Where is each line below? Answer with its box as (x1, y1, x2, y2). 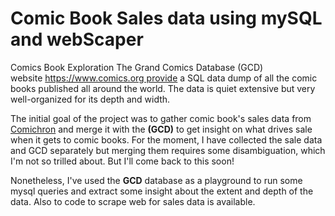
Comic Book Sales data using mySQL (10, 7, 323, 30)
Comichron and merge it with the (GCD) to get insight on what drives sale (10, 123, 313, 135)
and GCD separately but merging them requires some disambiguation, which (10, 144, 326, 156)
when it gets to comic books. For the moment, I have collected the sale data (10, 133, 323, 146)
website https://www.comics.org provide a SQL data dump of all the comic (10, 72, 318, 84)
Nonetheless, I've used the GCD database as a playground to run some (10, 174, 303, 186)
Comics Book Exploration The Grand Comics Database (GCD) (10, 61, 264, 73)
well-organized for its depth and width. (10, 93, 171, 105)
